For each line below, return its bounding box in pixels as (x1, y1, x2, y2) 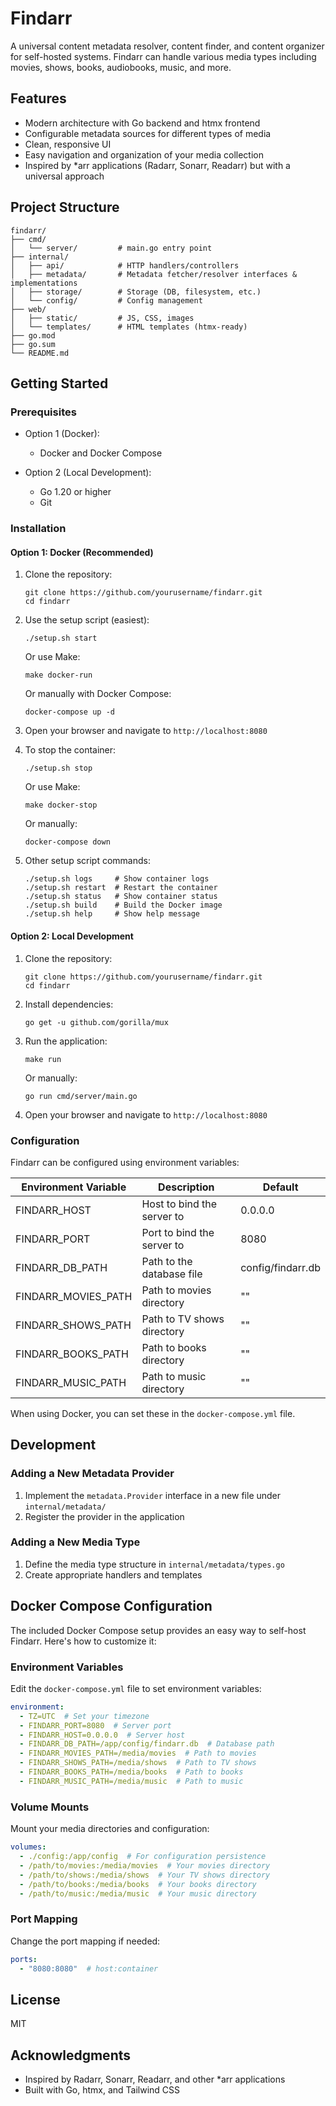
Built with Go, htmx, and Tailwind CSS (24, 2084, 181, 2096)
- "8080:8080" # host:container (19, 1963, 159, 1974)
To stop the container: (24, 744, 117, 756)
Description (158, 1180, 215, 1194)
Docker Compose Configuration (10, 1598, 213, 1615)
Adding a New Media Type (10, 1535, 141, 1549)
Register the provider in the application (24, 1510, 185, 1522)
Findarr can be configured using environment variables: (10, 1156, 240, 1168)
